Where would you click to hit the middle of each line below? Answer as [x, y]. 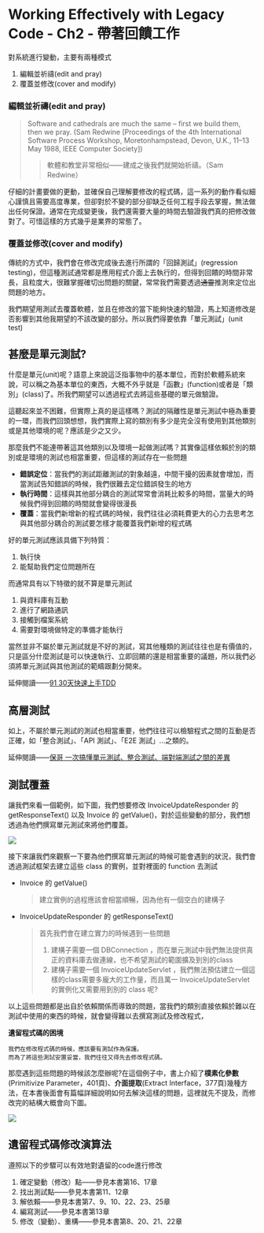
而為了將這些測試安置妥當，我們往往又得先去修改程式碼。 [87, 1057]
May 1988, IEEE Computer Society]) [85, 149]
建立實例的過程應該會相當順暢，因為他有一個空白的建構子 [132, 900]
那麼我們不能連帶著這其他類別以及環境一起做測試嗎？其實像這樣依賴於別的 [128, 448]
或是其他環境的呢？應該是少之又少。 [67, 430]
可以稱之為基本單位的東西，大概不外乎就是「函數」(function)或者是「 [134, 385]
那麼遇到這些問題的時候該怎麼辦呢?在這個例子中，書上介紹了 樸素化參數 [124, 1073]
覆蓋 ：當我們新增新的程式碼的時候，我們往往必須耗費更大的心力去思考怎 [136, 513]
